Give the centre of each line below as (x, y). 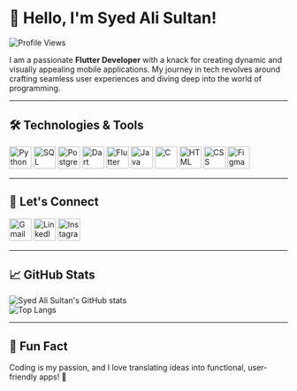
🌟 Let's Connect (54, 202)
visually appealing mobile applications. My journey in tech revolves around (145, 69)
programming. (35, 88)
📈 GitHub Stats (52, 274)
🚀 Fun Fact (38, 346)
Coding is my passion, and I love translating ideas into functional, (127, 368)
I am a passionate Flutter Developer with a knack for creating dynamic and (146, 59)
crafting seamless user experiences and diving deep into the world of (136, 78)
